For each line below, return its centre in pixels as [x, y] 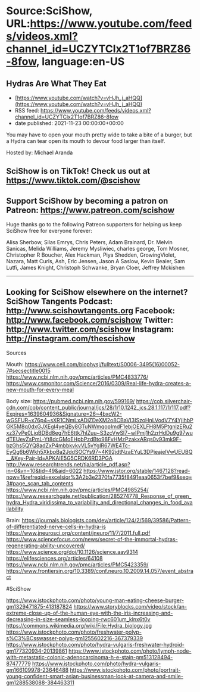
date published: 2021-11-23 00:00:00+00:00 [69, 123]
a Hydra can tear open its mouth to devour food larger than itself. [86, 141]
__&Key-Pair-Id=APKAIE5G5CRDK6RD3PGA [60, 458]
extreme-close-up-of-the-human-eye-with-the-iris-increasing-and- [90, 613]
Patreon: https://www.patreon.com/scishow [90, 210]
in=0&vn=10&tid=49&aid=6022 [44, 471]
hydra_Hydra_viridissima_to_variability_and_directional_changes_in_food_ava [99, 503]
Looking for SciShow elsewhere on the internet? [97, 292]
